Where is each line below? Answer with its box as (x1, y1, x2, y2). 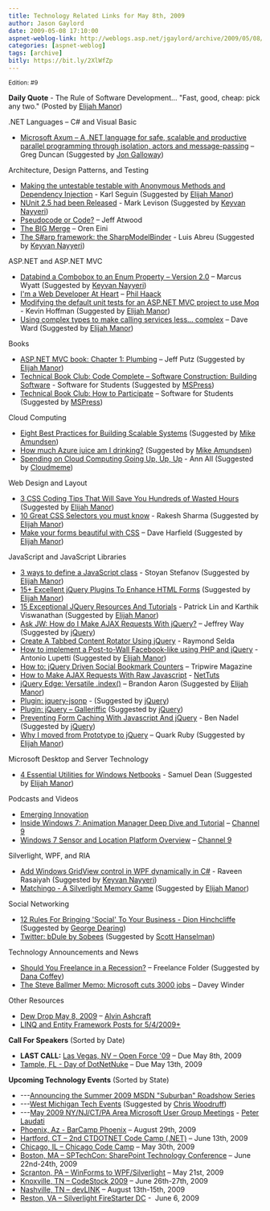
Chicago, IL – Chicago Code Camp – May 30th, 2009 (19, 1142, 195, 1151)
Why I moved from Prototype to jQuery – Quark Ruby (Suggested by (19, 730, 245, 739)
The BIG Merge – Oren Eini (19, 223, 108, 233)
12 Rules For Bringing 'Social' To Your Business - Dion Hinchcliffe (19, 914, 235, 924)
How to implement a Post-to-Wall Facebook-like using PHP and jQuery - (19, 645, 259, 654)
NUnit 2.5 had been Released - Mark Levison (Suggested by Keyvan (19, 198, 246, 208)
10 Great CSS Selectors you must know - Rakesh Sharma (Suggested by (19, 510, 260, 520)
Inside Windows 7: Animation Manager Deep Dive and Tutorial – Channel (19, 818, 260, 827)
